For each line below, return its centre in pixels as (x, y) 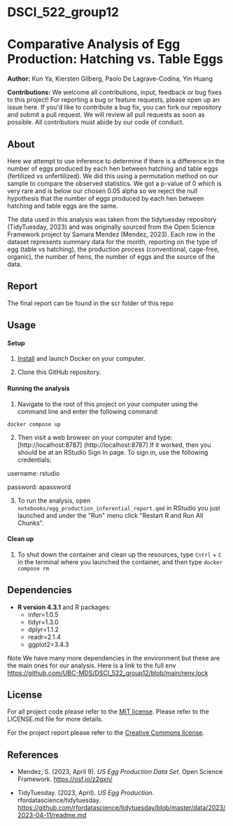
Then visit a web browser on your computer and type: (95, 437)
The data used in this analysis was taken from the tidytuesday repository (112, 219)
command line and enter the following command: (88, 411)
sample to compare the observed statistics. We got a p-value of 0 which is (114, 183)
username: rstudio (34, 473)
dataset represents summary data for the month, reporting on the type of (112, 241)
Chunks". (30, 523)
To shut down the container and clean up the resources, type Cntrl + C (119, 554)
